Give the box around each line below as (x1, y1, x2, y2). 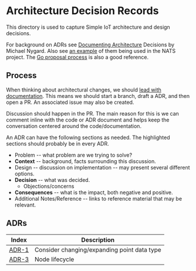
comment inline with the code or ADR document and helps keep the (6, 116, 170, 123)
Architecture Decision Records (6, 4, 159, 18)
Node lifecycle (34, 255, 75, 263)
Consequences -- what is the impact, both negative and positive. (14, 189, 173, 196)
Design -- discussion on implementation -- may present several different (14, 164, 190, 171)
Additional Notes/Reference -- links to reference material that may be (14, 195, 183, 202)
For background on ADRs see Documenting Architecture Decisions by (6, 41, 175, 48)
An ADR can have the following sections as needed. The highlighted (6, 134, 170, 141)
